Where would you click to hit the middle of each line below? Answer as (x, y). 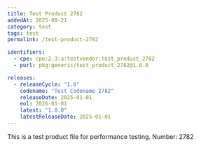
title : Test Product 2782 (45, 14)
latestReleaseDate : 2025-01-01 (65, 117)
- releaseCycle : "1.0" (47, 84)
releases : (22, 77)
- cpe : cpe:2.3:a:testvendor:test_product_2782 (84, 59)
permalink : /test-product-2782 (53, 40)
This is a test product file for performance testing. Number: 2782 (100, 136)
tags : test (23, 33)
